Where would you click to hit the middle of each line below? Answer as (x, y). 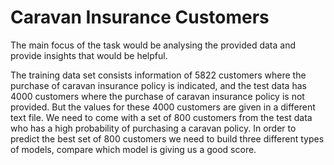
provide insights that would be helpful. (89, 55)
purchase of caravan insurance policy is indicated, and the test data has (158, 85)
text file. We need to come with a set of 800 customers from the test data (161, 117)
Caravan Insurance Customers (140, 17)
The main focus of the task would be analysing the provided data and (153, 45)
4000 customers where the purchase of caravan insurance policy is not (157, 96)
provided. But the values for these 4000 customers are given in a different (163, 107)
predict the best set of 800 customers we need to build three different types (167, 138)
